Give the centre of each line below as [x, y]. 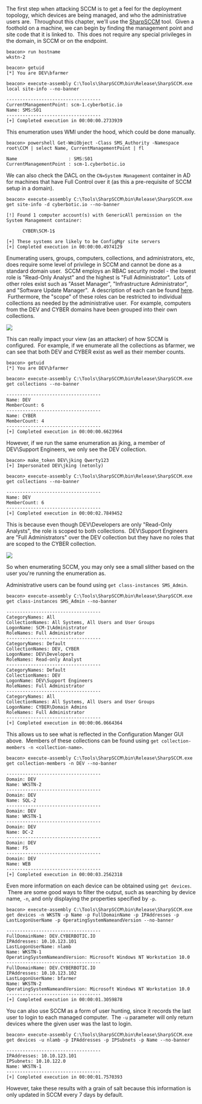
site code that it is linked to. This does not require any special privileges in [99, 34]
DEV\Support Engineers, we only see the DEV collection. [77, 449]
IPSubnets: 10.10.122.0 [36, 1061]
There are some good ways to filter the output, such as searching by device [102, 892]
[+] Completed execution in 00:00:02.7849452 [64, 513]
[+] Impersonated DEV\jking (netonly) [55, 466]
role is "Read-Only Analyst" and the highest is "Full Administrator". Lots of [99, 277]
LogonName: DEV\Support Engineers [50, 681]
